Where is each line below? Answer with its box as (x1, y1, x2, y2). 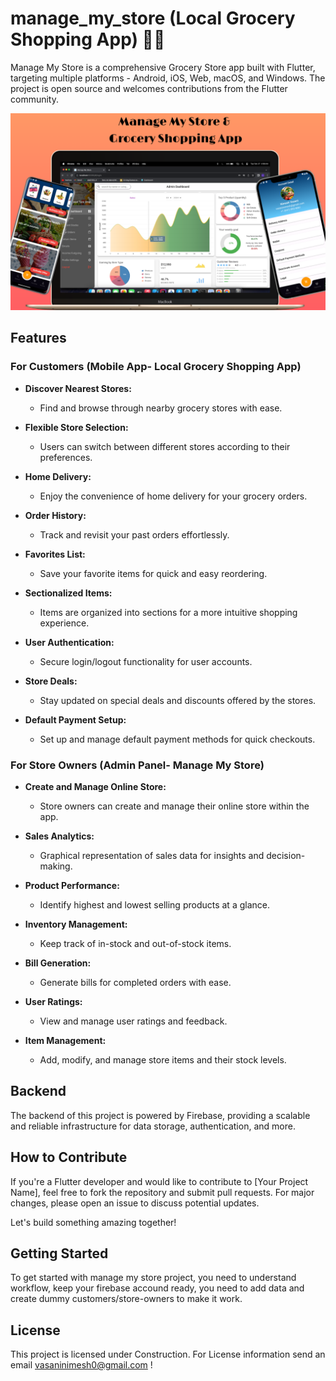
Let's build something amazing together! (10, 1216, 177, 1228)
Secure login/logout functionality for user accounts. (39, 655, 253, 667)
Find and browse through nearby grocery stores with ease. (39, 402, 283, 414)
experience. (39, 617, 90, 629)
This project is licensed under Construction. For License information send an (10, 1348, 326, 1361)
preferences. (39, 451, 93, 463)
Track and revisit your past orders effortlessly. (39, 528, 230, 541)
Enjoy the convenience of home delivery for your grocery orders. (39, 490, 308, 502)
